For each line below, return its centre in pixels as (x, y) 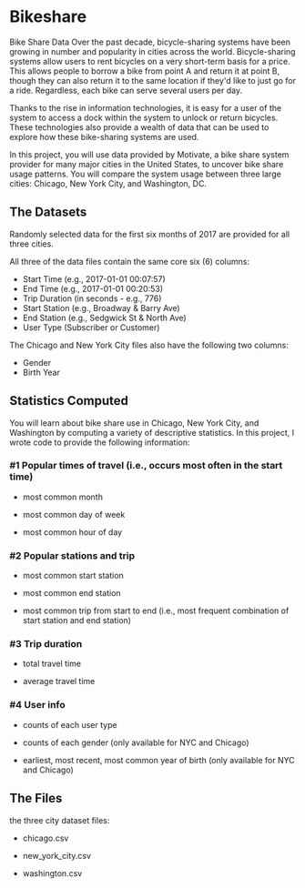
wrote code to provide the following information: (100, 442)
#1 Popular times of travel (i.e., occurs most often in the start (146, 466)
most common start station (73, 576)
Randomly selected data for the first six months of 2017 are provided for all (149, 234)
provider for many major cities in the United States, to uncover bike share (147, 164)
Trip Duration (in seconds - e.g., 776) (92, 298)
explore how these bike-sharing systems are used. (104, 136)
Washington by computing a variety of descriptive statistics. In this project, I (152, 432)
